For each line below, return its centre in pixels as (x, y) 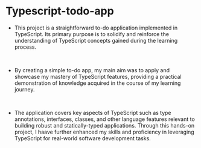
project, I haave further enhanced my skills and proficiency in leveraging (104, 132)
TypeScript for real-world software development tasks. (83, 138)
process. (25, 47)
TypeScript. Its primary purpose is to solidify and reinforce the (92, 34)
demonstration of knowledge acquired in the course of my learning (97, 83)
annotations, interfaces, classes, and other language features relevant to (105, 119)
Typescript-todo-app (60, 11)
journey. (24, 89)
